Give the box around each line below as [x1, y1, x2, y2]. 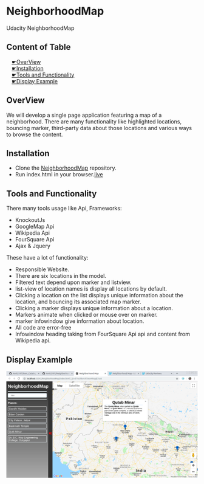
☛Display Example [12, 77, 58, 85]
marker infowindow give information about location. [15, 317, 144, 325]
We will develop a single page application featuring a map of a [6, 111, 162, 119]
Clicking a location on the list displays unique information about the [15, 292, 183, 299]
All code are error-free [15, 324, 72, 331]
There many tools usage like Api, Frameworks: [6, 205, 122, 212]
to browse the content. [6, 131, 63, 138]
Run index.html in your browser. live [15, 171, 103, 178]
